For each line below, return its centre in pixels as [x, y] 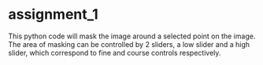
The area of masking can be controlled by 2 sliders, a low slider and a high [129, 44]
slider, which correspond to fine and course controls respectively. [115, 52]
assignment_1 [53, 14]
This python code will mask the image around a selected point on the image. [132, 36]
